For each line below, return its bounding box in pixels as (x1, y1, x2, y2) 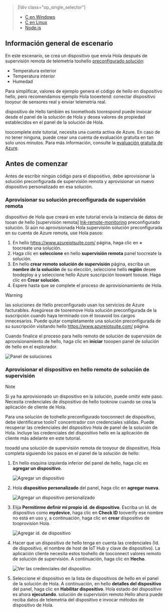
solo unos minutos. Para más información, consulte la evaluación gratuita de (5, 139, 163, 145)
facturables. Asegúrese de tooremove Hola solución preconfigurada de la (5, 307, 157, 313)
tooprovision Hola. (12, 520, 51, 527)
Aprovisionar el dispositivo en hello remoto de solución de (5, 366, 149, 373)
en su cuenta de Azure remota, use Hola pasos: (5, 230, 104, 236)
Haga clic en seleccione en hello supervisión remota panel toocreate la (12, 250, 162, 256)
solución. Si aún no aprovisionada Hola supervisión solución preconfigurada (5, 224, 162, 230)
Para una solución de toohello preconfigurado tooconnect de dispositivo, (5, 414, 156, 420)
